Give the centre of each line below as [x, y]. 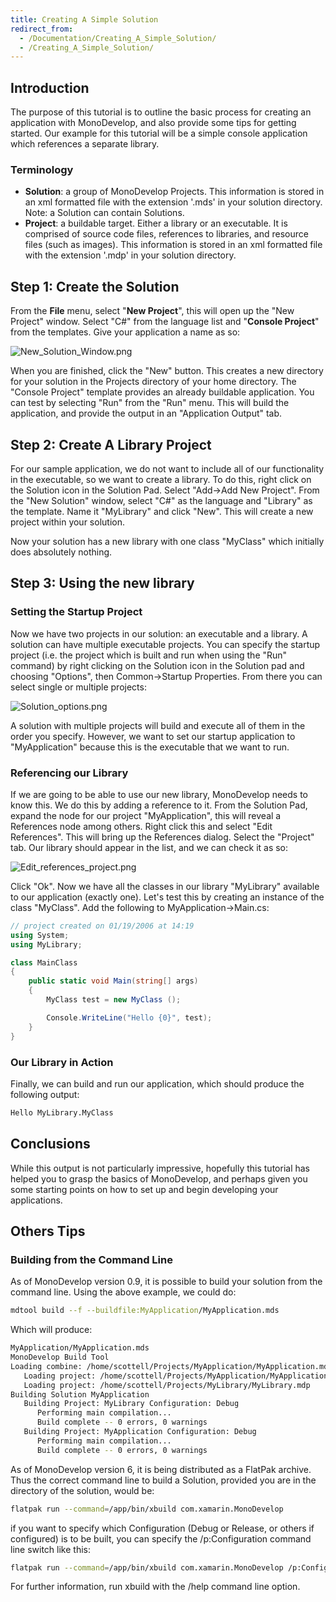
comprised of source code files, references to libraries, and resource [166, 234]
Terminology [42, 169]
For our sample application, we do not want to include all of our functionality [167, 468]
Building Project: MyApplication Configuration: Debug [140, 1432]
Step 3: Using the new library [102, 583]
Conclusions [50, 1144]
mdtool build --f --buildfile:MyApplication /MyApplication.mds [145, 1311]
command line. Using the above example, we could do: [123, 1292]
